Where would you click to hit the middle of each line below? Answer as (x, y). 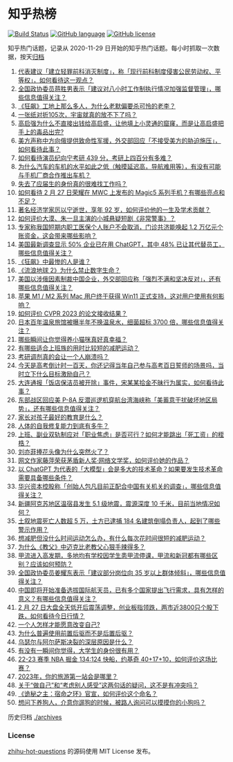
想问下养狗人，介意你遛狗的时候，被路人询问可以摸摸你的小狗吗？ (112, 702)
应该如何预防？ (52, 564)
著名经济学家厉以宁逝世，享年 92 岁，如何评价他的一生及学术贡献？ (114, 210)
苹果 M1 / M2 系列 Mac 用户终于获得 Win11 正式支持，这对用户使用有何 (118, 296)
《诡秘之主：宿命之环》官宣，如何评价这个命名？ (87, 694)
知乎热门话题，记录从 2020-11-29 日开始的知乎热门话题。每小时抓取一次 (111, 48)
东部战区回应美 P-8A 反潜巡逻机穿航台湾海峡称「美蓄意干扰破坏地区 (114, 400)
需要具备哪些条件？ (45, 477)
